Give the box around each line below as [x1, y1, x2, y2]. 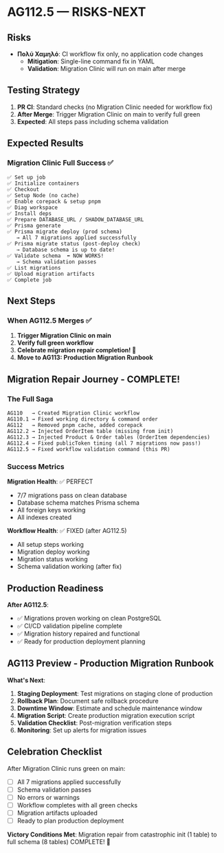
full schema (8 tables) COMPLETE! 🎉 [7, 837, 111, 845]
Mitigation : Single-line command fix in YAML [27, 57, 155, 66]
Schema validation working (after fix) [16, 563, 122, 571]
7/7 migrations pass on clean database [16, 491, 127, 500]
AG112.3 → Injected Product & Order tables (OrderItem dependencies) [7, 434, 211, 441]
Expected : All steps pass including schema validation [16, 117, 169, 126]
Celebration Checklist [7, 746, 102, 758]
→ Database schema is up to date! [16, 246, 115, 253]
